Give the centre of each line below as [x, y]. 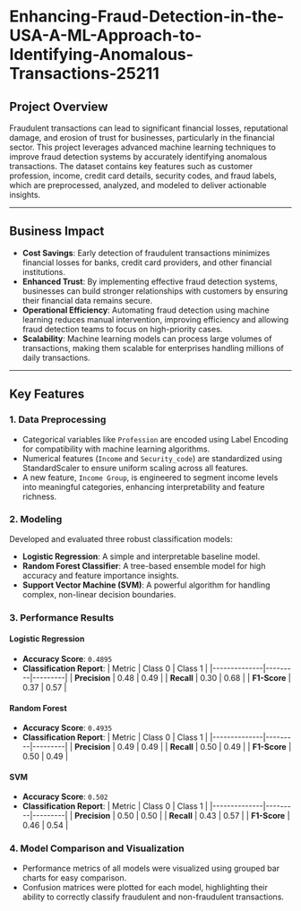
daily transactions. [56, 357]
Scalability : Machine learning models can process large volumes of [147, 339]
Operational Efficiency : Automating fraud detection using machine [146, 310]
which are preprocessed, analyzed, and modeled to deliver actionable [138, 185]
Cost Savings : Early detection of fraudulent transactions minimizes [146, 253]
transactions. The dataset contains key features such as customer [131, 166]
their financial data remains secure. [87, 300]
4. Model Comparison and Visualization [97, 848]
